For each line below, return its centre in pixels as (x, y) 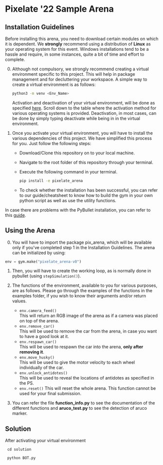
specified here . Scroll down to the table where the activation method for (84, 108)
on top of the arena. (39, 321)
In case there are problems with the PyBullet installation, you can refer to (78, 210)
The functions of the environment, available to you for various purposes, (84, 285)
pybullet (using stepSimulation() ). (46, 276)
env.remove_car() (37, 327)
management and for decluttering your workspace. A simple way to (80, 79)
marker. (20, 413)
